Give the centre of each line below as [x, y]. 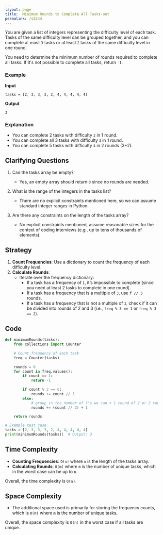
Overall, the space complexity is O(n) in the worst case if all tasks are [74, 522]
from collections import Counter [48, 344]
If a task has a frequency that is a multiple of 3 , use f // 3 [85, 293]
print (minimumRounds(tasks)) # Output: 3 [49, 434]
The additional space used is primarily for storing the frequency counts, [84, 508]
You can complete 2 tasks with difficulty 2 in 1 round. [65, 135]
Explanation [19, 124]
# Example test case [26, 425]
